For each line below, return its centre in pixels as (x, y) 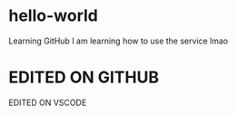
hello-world (54, 16)
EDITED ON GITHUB (84, 77)
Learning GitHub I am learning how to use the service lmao (118, 41)
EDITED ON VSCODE (48, 102)
